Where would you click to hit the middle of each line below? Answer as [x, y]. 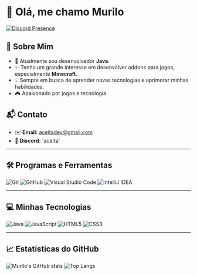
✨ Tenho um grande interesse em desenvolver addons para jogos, [94, 67]
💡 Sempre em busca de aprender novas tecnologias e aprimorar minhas [101, 80]
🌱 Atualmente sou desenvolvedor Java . [62, 61]
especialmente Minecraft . [46, 73]
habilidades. [29, 86]
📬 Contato [27, 115]
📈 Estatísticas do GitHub [52, 249]
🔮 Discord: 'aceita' [37, 140]
